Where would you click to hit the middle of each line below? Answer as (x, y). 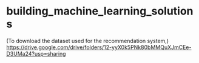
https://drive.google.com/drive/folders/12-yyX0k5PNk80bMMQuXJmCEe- (99, 47)
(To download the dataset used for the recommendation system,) (87, 41)
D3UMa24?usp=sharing (36, 53)
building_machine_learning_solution (100, 11)
